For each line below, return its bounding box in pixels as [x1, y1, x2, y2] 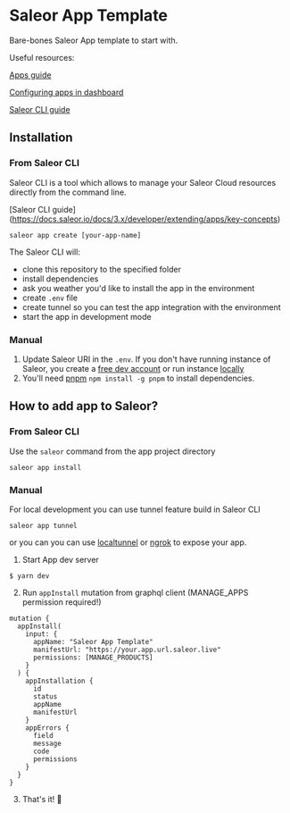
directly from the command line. [9, 187, 127, 197]
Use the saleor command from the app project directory [9, 446, 216, 457]
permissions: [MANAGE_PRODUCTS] [32, 653, 153, 662]
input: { [25, 629, 58, 639]
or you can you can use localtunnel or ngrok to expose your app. [9, 537, 247, 548]
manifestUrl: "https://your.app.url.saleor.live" [32, 645, 221, 654]
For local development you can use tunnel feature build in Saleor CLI [9, 504, 261, 515]
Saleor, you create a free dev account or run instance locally [21, 363, 244, 373]
